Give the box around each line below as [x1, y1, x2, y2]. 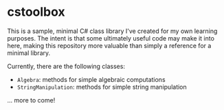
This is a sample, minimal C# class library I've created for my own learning [7, 27, 218, 35]
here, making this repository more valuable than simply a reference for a [7, 41, 212, 49]
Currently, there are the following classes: [7, 62, 126, 70]
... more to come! [7, 96, 56, 104]
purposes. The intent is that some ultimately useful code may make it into [7, 34, 215, 42]
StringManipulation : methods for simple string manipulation [16, 82, 187, 91]
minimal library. [7, 49, 51, 57]
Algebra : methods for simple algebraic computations [16, 75, 166, 83]
